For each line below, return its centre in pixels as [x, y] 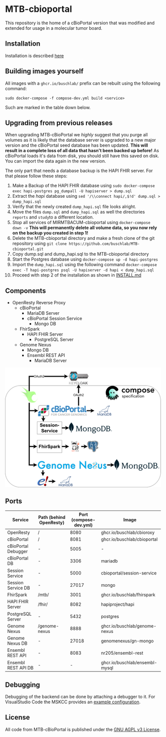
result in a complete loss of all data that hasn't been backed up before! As [82, 151]
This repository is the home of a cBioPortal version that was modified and [80, 23]
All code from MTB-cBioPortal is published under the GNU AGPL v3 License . [83, 729]
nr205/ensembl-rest [122, 653]
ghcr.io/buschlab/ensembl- [129, 662]
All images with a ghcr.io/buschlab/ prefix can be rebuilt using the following [83, 83]
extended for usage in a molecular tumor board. [54, 28]
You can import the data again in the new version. [56, 161]
